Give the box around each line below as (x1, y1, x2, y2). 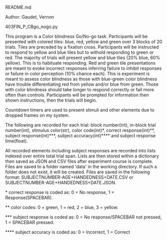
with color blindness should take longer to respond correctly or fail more (5, 87, 154, 92)
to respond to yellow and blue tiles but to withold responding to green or (5, 50, 154, 55)
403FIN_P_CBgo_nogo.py (5, 24, 58, 30)
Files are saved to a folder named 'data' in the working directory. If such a (5, 164, 157, 169)
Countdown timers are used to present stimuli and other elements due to (5, 107, 155, 113)
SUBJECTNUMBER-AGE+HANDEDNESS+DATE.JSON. (5, 180, 116, 185)
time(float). (5, 138, 28, 144)
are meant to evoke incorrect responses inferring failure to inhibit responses (5, 65, 162, 71)
